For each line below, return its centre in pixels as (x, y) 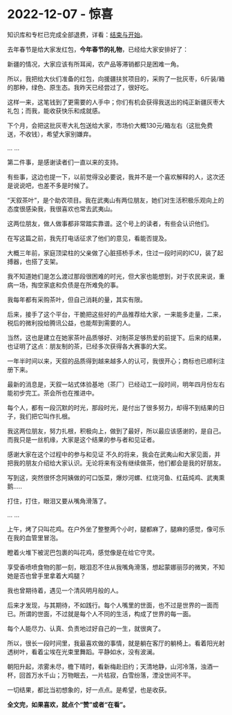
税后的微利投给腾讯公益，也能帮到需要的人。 (71, 323)
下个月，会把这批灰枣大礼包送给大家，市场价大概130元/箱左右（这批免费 (110, 125)
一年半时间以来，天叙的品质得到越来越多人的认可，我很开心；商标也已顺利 (113, 361)
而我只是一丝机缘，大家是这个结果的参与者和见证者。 (83, 439)
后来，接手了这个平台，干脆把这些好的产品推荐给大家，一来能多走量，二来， (116, 314)
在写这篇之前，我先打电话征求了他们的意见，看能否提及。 (89, 238)
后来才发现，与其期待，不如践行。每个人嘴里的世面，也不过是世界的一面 (110, 605)
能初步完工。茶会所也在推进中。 (52, 393)
